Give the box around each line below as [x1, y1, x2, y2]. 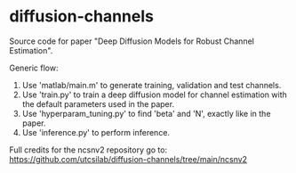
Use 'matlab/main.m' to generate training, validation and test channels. [21, 79, 282, 90]
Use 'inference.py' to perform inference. [21, 127, 171, 137]
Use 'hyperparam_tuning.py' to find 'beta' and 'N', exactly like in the [21, 108, 271, 119]
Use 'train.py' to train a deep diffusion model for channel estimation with [21, 89, 287, 100]
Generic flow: [9, 62, 59, 73]
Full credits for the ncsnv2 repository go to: [9, 144, 167, 155]
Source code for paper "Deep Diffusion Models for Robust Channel [9, 36, 255, 46]
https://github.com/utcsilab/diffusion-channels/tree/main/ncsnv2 [9, 153, 247, 164]
